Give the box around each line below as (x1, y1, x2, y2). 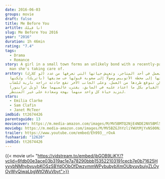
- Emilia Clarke (9, 99, 43, 103)
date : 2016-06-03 (5, 7, 41, 12)
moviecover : (5, 121, 29, 126)
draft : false (5, 16, 32, 21)
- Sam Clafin (9, 103, 36, 108)
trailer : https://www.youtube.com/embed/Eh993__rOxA (5, 130, 115, 135)
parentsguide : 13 (5, 116, 41, 122)
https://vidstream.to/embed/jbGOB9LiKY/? (37, 153, 124, 158)
